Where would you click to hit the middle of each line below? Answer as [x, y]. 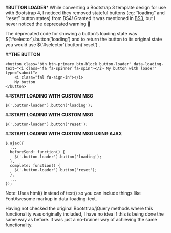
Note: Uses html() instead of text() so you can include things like [73, 193]
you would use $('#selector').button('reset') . [53, 45]
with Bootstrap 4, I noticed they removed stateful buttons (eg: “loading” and [85, 13]
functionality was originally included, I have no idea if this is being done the [84, 214]
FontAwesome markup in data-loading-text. [51, 199]
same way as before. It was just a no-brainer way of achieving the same [81, 219]
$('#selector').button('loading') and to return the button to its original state [84, 39]
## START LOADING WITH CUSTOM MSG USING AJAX [64, 134]
